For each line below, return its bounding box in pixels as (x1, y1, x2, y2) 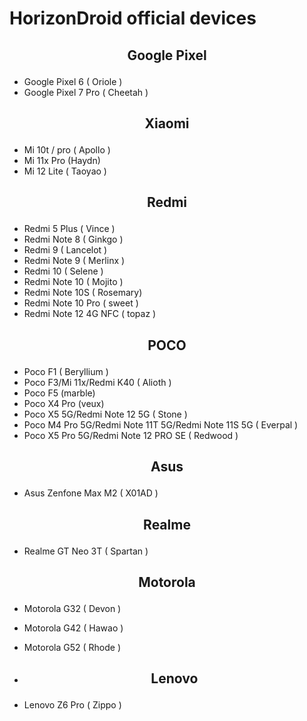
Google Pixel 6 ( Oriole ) (23, 75, 123, 87)
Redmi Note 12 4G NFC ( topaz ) (23, 308, 157, 320)
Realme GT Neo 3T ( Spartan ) (23, 545, 149, 557)
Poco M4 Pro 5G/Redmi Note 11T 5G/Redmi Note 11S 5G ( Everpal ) (23, 418, 299, 431)
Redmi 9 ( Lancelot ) (23, 244, 108, 256)
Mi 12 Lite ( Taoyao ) (23, 165, 107, 177)
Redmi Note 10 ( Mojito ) (23, 276, 124, 288)
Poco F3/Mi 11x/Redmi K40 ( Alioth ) (23, 376, 172, 388)
